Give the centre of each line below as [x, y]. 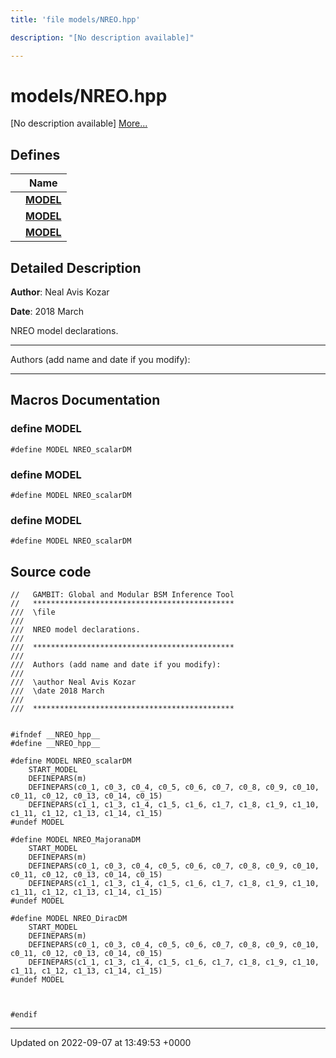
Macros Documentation [85, 400]
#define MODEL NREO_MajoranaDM [75, 840]
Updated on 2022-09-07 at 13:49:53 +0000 [101, 1043]
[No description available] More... [79, 123]
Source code [51, 571]
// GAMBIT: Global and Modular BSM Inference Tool [122, 595]
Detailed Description [76, 267]
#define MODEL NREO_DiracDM [69, 919]
